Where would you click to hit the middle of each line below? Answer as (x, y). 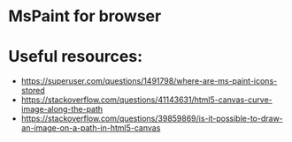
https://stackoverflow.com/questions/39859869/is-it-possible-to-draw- (152, 119)
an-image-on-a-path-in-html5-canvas (91, 128)
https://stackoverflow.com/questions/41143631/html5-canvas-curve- (146, 100)
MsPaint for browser (85, 16)
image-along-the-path (62, 109)
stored (33, 91)
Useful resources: (76, 57)
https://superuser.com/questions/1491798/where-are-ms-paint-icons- (149, 81)
